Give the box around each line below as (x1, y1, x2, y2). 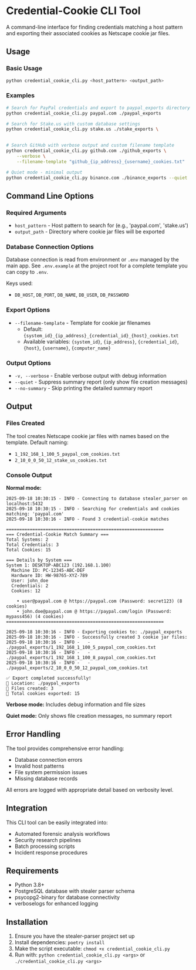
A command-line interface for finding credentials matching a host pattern (6, 23, 183, 30)
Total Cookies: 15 (6, 547, 51, 552)
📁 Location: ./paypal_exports (6, 680, 80, 686)
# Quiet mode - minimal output (6, 169, 83, 175)
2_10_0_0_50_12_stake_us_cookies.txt (14, 457, 107, 463)
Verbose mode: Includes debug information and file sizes (6, 701, 146, 708)
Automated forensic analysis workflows (14, 830, 110, 837)
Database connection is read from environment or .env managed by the (6, 256, 179, 263)
